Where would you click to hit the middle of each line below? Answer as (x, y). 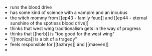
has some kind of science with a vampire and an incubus (69, 12)
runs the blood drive (31, 7)
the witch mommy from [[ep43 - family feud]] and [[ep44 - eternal (78, 18)
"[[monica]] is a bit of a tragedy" (43, 39)
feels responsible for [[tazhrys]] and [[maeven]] (59, 44)
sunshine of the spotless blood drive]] (49, 23)
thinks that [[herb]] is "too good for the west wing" (62, 34)
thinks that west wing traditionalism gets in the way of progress (75, 28)
